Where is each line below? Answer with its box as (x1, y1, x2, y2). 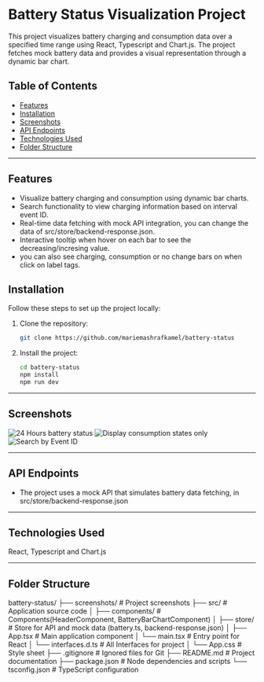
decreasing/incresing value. (19, 243, 110, 253)
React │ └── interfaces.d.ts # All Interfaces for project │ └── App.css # (8, 640, 242, 650)
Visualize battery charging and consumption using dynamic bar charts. (19, 193, 249, 202)
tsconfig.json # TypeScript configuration (8, 665, 139, 674)
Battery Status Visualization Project (8, 6, 246, 24)
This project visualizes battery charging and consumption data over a (8, 31, 233, 41)
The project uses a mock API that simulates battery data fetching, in (19, 488, 240, 497)
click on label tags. (19, 260, 81, 269)
